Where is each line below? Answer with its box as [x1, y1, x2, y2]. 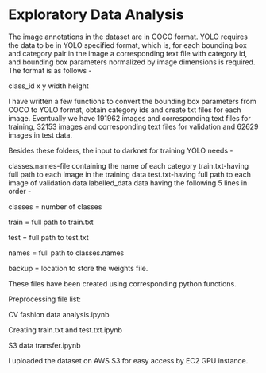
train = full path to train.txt [8, 217, 94, 227]
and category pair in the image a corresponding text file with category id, [8, 49, 248, 58]
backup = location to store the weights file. [8, 263, 148, 273]
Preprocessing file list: [8, 294, 82, 304]
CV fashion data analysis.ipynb [8, 309, 110, 319]
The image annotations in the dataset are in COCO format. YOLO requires [8, 32, 249, 41]
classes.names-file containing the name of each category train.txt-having [8, 161, 249, 170]
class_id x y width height [8, 81, 89, 91]
